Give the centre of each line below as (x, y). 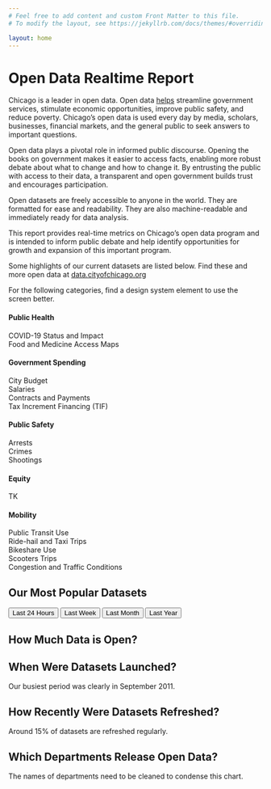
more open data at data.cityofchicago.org (77, 275)
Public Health (31, 317)
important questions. (43, 135)
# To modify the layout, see (57, 23)
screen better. (31, 299)
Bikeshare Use (32, 550)
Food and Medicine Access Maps (64, 344)
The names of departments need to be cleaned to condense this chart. (126, 776)
